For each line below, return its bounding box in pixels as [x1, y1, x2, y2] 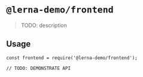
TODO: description [20, 21, 68, 29]
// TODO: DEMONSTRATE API [6, 65, 71, 71]
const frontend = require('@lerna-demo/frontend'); [6, 55, 138, 61]
